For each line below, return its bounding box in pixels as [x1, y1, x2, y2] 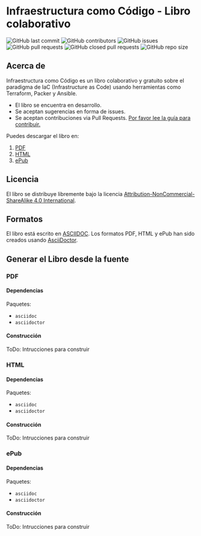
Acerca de [6, 61, 46, 71]
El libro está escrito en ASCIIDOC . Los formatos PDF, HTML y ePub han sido [6, 230, 195, 238]
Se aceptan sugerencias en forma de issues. [14, 107, 126, 115]
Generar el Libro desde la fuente [6, 254, 129, 264]
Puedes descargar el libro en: [6, 132, 79, 139]
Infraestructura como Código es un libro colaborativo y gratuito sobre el [6, 77, 185, 84]
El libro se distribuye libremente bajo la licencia [6, 190, 123, 197]
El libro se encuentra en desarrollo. [14, 101, 102, 109]
